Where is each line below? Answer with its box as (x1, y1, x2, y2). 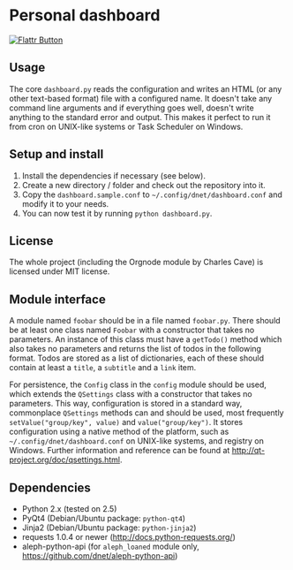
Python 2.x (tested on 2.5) (21, 504, 117, 513)
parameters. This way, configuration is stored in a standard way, (9, 399, 243, 409)
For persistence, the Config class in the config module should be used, (9, 379, 267, 390)
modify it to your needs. (21, 198, 109, 209)
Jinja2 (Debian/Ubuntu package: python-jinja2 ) (21, 522, 197, 533)
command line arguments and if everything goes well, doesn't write (9, 103, 254, 113)
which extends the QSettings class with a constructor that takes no (9, 389, 253, 399)
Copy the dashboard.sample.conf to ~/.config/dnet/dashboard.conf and (21, 189, 282, 200)
